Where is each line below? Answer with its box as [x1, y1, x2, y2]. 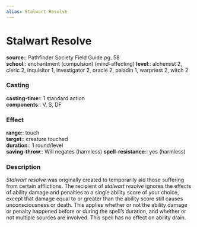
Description [6, 163, 41, 171]
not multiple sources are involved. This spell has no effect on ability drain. [6, 214, 186, 221]
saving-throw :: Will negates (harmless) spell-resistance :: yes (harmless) [6, 148, 186, 155]
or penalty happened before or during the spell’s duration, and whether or [6, 208, 186, 215]
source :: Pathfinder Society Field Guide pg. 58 [6, 54, 120, 61]
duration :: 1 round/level [6, 142, 63, 149]
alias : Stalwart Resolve [6, 8, 68, 15]
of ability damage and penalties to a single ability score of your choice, [6, 189, 179, 196]
